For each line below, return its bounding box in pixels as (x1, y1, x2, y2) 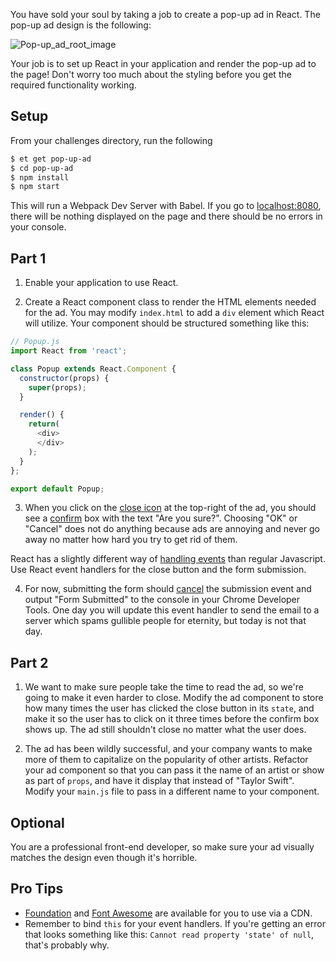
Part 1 (10, 250, 47, 267)
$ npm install (10, 172, 70, 183)
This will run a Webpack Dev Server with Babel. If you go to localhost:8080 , (10, 200, 322, 212)
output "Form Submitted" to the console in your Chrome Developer (24, 594, 301, 606)
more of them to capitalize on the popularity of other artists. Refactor (24, 754, 309, 766)
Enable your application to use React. (24, 277, 179, 289)
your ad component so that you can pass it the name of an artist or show (24, 764, 325, 776)
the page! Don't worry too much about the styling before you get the (10, 69, 292, 80)
